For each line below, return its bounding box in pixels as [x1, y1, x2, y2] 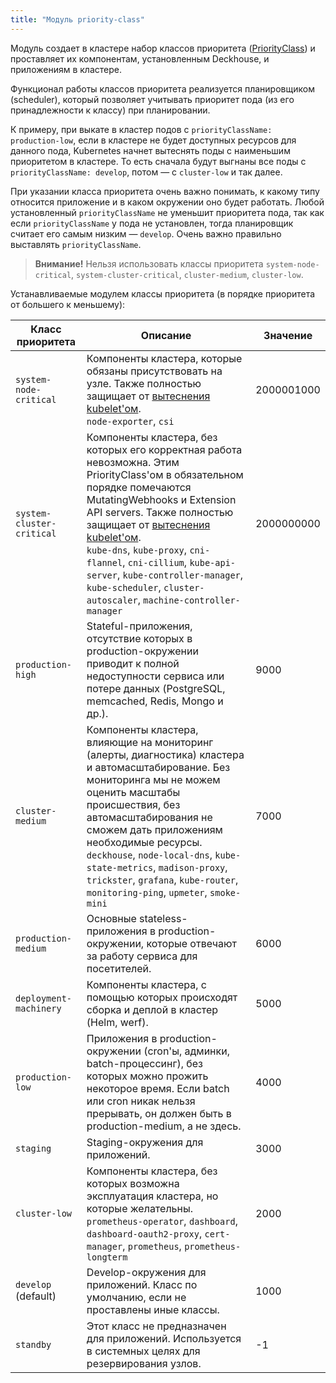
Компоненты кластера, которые [86, 351, 243, 365]
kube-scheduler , [86, 580, 162, 594]
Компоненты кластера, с [86, 977, 207, 991]
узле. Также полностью [86, 376, 202, 390]
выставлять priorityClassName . [10, 238, 142, 250]
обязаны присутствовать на [86, 364, 223, 378]
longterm [86, 1251, 128, 1263]
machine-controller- [143, 594, 241, 606]
